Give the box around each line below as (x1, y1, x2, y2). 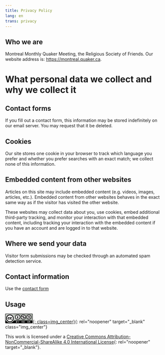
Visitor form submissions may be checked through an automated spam (5, 253, 151, 259)
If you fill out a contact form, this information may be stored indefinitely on (5, 117, 158, 123)
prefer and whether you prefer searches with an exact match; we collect (5, 156, 154, 162)
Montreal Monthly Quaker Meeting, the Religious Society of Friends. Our (5, 51, 154, 57)
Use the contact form (5, 286, 49, 292)
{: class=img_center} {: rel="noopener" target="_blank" (32, 319, 146, 325)
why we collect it (5, 84, 76, 96)
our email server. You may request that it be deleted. (5, 123, 113, 129)
